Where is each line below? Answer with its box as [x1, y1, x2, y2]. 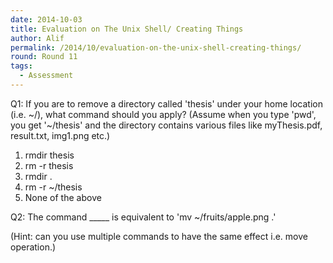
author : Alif [10, 33, 65, 43]
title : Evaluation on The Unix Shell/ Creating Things [10, 24, 244, 34]
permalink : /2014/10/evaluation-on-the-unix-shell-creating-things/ [10, 42, 302, 53]
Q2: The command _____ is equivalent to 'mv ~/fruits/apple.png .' [10, 211, 277, 223]
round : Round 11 [10, 52, 78, 62]
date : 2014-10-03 [10, 14, 83, 25]
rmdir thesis [24, 149, 75, 161]
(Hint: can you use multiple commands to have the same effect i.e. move [10, 230, 308, 242]
